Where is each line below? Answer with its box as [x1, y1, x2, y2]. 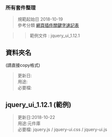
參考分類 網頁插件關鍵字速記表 [17, 22, 79, 28]
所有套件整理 [5, 4, 36, 11]
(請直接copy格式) [5, 62, 41, 68]
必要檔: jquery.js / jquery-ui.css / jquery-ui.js [17, 126, 107, 132]
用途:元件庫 [17, 120, 41, 126]
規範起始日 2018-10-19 [17, 16, 63, 22]
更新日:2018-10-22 [17, 114, 55, 120]
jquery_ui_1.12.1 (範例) [5, 100, 71, 109]
